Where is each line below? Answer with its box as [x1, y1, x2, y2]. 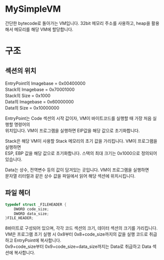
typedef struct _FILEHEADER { [5, 202, 67, 207]
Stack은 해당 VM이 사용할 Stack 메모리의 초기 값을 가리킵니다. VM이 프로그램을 [5, 138, 158, 144]
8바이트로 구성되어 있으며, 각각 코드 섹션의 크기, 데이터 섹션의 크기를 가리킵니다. [5, 225, 158, 231]
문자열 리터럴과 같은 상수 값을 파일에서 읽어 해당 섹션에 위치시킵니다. [5, 173, 136, 179]
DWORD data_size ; [14, 211, 49, 216]
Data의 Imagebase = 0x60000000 [5, 99, 74, 104]
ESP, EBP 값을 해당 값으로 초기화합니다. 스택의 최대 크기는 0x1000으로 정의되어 [5, 150, 158, 156]
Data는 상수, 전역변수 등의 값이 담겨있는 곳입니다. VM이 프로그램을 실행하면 [5, 167, 149, 173]
